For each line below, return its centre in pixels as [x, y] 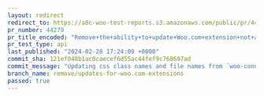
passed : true [29, 81]
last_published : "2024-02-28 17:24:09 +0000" [83, 52]
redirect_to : [29, 23]
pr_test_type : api [37, 45]
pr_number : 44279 [36, 30]
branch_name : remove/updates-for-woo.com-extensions [96, 74]
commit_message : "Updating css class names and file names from [115, 66]
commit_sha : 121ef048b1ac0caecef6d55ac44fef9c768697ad [99, 59]
